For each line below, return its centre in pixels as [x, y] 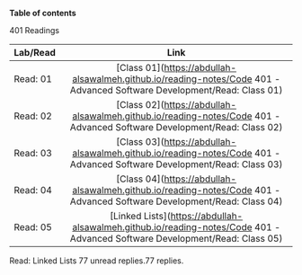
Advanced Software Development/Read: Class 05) [176, 239]
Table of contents [43, 13]
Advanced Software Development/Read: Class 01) [176, 90]
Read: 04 [33, 190]
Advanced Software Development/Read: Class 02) [176, 127]
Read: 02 [33, 116]
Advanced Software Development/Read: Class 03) [176, 164]
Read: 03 [33, 153]
